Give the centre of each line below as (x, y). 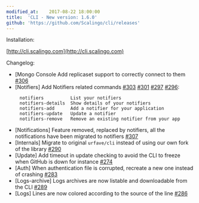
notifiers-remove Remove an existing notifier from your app (100, 119)
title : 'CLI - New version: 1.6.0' (52, 17)
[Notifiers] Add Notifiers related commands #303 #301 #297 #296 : (97, 87)
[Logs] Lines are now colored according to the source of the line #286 (101, 193)
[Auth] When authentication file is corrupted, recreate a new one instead (104, 168)
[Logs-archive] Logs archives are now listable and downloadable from (101, 181)
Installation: (20, 40)
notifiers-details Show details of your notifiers (85, 103)
